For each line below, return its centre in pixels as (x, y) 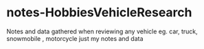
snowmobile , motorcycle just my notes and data (75, 38)
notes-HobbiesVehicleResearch (99, 13)
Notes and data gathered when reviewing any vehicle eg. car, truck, (102, 31)
